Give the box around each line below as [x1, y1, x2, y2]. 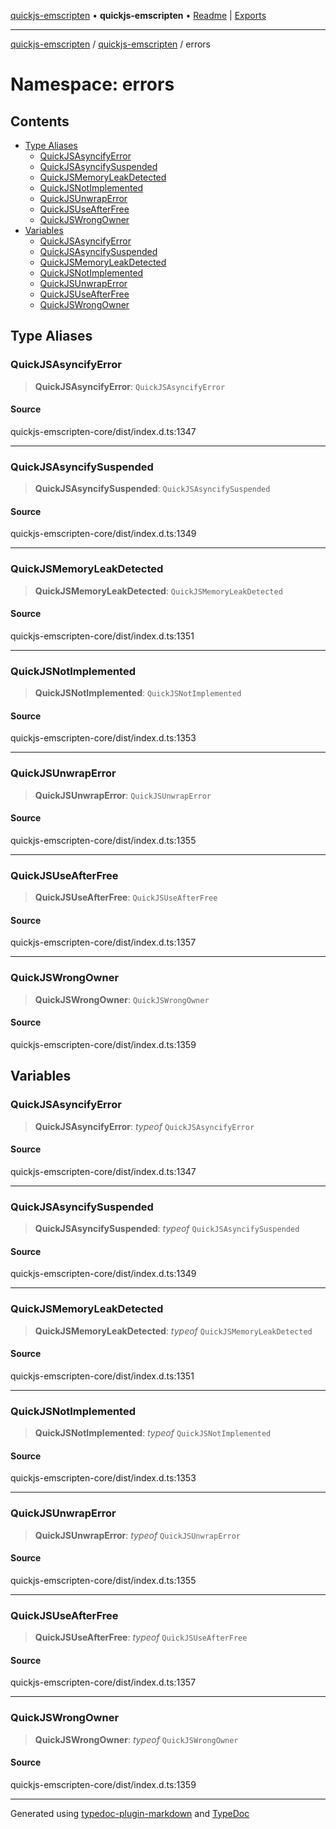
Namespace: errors [10, 73, 175, 96]
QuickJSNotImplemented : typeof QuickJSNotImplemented [34, 1427, 272, 1439]
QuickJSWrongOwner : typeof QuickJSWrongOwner [34, 1733, 239, 1745]
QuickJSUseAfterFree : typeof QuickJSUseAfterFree [34, 1631, 248, 1644]
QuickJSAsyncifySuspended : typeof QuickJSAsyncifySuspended [34, 1223, 300, 1235]
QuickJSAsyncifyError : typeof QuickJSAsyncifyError [34, 1120, 255, 1132]
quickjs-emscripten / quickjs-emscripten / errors [10, 38, 211, 50]
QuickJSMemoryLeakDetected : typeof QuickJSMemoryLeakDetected [34, 1325, 313, 1337]
